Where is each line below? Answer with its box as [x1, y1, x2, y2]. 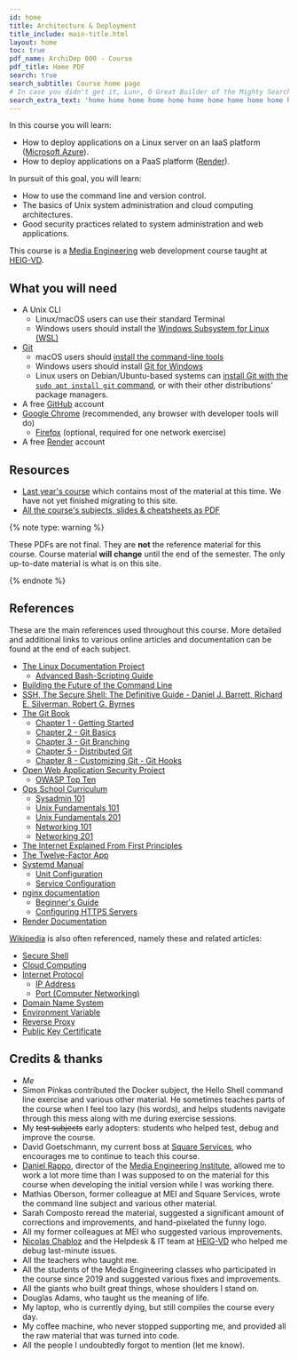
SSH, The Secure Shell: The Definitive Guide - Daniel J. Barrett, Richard [21, 689, 283, 699]
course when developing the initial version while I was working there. [21, 1179, 275, 1189]
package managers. [35, 389, 109, 400]
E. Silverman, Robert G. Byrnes [21, 699, 136, 709]
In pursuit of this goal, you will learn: [9, 173, 142, 184]
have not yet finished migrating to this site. [21, 495, 178, 506]
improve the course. [21, 1131, 96, 1142]
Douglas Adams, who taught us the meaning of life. [21, 1292, 210, 1303]
